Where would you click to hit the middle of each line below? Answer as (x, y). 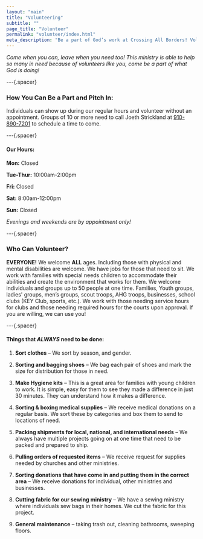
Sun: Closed (22, 210)
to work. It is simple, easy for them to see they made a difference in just (104, 389)
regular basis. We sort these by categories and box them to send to (99, 414)
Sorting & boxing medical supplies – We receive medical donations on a (105, 407)
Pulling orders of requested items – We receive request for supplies (100, 457)
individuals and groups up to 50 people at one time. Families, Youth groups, (100, 288)
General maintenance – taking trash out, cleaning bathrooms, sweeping (105, 524)
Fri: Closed (20, 186)
